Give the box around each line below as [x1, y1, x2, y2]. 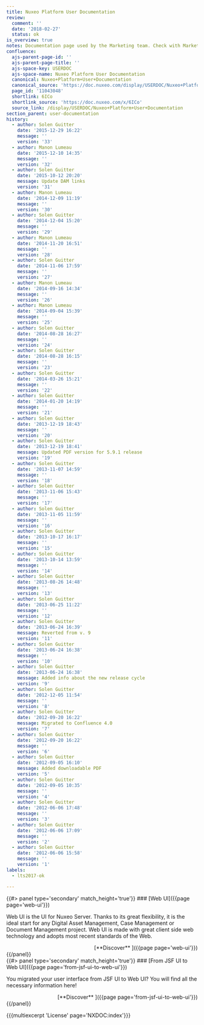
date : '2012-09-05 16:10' [17, 760, 83, 766]
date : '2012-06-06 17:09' [17, 827, 83, 834]
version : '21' [17, 410, 53, 416]
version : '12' [17, 613, 53, 619]
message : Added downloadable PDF [17, 766, 102, 772]
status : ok [12, 32, 39, 38]
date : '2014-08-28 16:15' [17, 353, 83, 359]
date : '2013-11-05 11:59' [17, 511, 83, 517]
